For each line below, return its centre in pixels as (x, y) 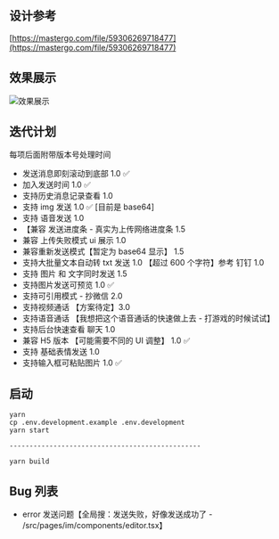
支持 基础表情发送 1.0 (61, 352)
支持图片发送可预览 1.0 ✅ (68, 285)
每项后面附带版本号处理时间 (60, 155)
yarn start (29, 430)
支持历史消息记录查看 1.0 (67, 196)
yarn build (29, 461)
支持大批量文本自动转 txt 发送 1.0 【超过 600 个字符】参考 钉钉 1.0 (143, 263)
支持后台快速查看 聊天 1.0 (69, 330)
